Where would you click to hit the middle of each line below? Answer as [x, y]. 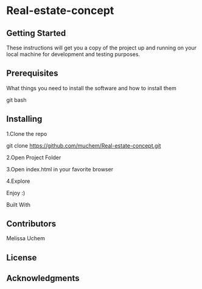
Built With [18, 204]
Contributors [31, 224]
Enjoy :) [16, 193]
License [22, 258]
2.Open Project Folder [34, 157]
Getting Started [36, 33]
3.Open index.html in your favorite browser [60, 169]
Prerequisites [32, 73]
